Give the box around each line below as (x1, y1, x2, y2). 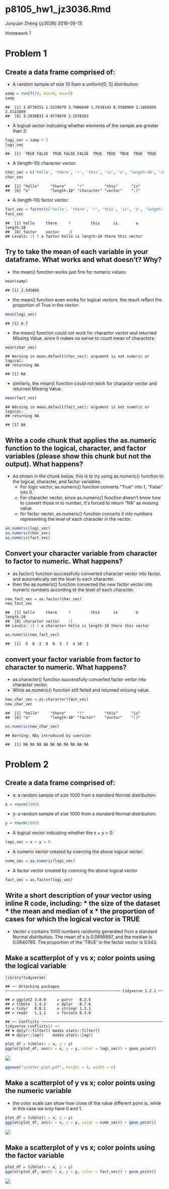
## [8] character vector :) (5, 619, 73, 624)
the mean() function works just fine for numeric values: (12, 269, 127, 275)
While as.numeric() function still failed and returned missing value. (12, 687, 150, 693)
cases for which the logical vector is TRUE (5, 915, 140, 923)
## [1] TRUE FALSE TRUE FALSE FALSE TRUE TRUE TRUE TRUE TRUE (5, 151, 156, 157)
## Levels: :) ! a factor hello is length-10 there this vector (5, 234, 143, 239)
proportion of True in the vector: (12, 302, 79, 308)
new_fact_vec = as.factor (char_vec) (5, 596, 82, 601)
